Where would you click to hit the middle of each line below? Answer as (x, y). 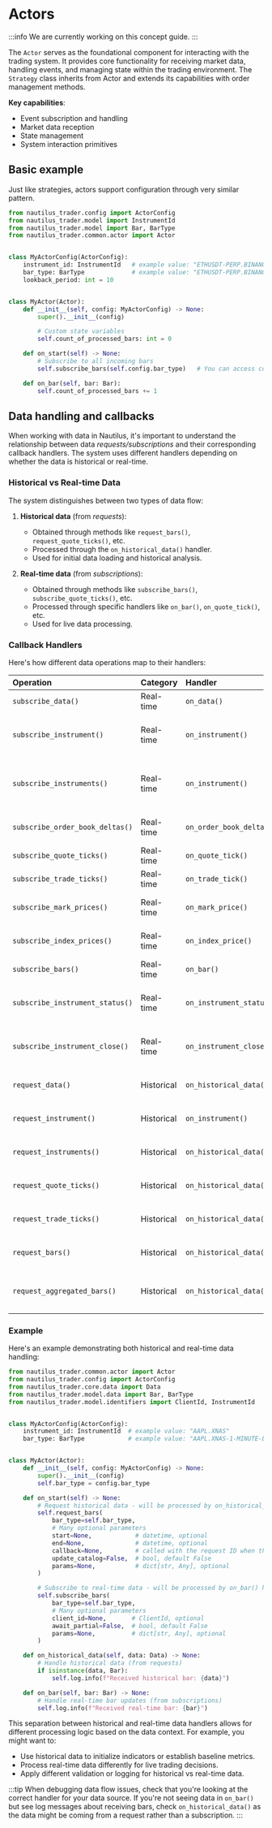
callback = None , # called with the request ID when (153, 1551)
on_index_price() (219, 940)
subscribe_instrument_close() (71, 1046)
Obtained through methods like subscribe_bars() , (115, 589)
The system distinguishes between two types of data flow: (106, 500)
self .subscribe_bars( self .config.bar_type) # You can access (146, 369)
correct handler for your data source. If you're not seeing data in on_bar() (131, 1798)
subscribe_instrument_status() (73, 1003)
